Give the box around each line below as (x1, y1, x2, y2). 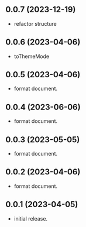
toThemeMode (13, 53, 50, 60)
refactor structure (13, 20, 57, 27)
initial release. (13, 215, 48, 222)
